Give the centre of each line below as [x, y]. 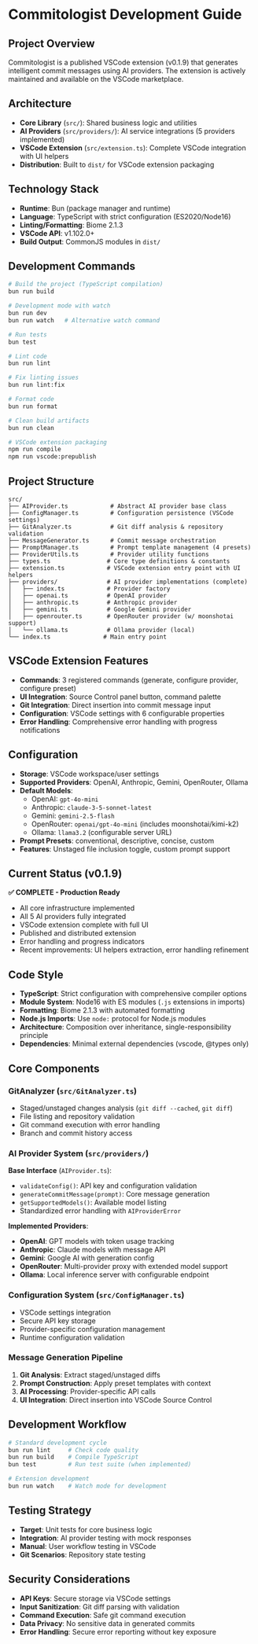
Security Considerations [70, 1579]
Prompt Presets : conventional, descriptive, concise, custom [117, 840]
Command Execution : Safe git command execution [103, 1615]
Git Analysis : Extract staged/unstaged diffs [90, 1374]
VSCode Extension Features [78, 661]
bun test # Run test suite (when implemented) [100, 1465]
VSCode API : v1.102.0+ [57, 233]
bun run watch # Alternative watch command [84, 320]
